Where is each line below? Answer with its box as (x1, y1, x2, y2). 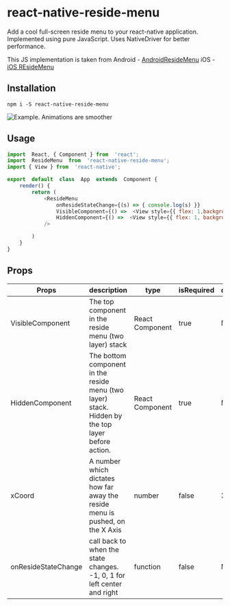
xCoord (10, 491, 35, 500)
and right (88, 587, 118, 597)
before (88, 436, 111, 446)
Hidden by (88, 410, 123, 420)
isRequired (178, 285, 214, 294)
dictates (88, 474, 115, 483)
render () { (19, 183, 51, 189)
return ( (31, 189, 57, 196)
